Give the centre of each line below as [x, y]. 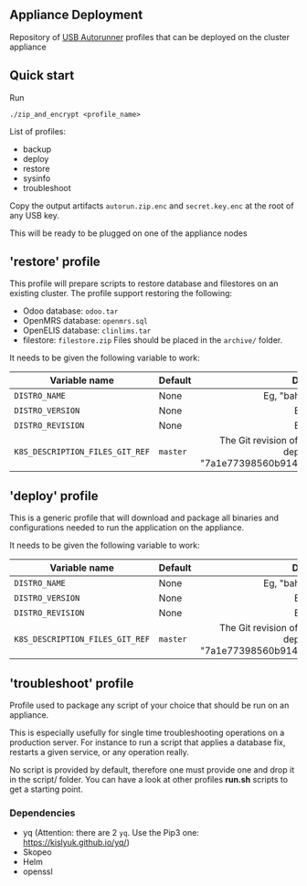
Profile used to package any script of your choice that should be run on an [149, 705]
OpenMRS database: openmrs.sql [85, 321]
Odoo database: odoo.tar [70, 311]
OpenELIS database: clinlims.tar [87, 331]
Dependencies [42, 813]
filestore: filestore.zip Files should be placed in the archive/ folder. [153, 340]
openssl [37, 871]
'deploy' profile [54, 496]
